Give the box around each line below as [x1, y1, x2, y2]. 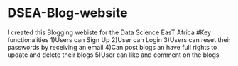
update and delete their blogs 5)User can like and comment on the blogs [7, 51, 220, 59]
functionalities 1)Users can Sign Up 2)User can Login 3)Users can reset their [7, 35, 232, 44]
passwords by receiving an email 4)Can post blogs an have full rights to [7, 43, 217, 51]
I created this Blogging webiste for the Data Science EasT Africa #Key [7, 28, 212, 37]
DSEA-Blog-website [7, 5, 128, 21]
